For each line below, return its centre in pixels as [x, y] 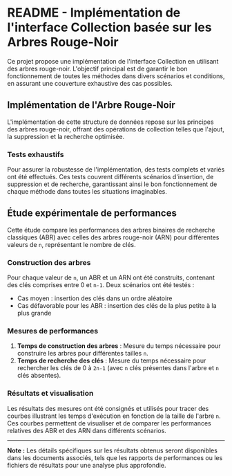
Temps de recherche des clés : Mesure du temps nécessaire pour [112, 360]
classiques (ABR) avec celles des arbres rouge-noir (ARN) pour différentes [113, 237]
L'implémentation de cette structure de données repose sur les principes [110, 122]
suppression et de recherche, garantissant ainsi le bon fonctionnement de [112, 184]
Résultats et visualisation [50, 394]
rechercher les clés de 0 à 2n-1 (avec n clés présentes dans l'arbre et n [118, 368]
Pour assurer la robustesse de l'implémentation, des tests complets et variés [116, 170]
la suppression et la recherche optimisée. [66, 136]
